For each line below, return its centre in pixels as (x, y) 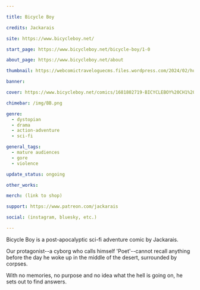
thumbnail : (20, 71)
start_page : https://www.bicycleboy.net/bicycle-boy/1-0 (78, 49)
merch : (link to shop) (34, 196)
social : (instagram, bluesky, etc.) (51, 217)
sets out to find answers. (37, 282)
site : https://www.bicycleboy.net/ (50, 38)
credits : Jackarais (30, 27)
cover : (14, 92)
